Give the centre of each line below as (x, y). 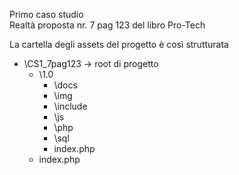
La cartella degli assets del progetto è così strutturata (119, 44)
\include (70, 106)
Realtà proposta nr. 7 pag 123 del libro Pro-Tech (107, 25)
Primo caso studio (46, 14)
